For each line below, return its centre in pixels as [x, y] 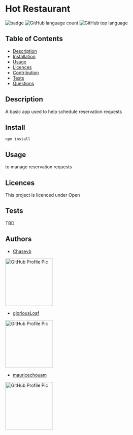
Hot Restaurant [38, 9]
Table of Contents [34, 39]
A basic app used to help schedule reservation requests [64, 112]
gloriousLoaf [26, 313]
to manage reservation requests [39, 167]
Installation [24, 56]
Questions [23, 83]
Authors [19, 239]
